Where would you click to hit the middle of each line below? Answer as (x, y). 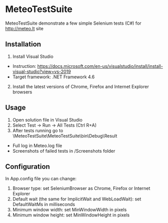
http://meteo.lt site (24, 28)
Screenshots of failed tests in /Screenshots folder (64, 151)
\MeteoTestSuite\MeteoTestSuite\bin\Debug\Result (65, 136)
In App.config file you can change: (41, 179)
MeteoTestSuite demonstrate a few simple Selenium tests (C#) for (73, 23)
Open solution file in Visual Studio (48, 120)
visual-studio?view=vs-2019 (42, 71)
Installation (23, 44)
